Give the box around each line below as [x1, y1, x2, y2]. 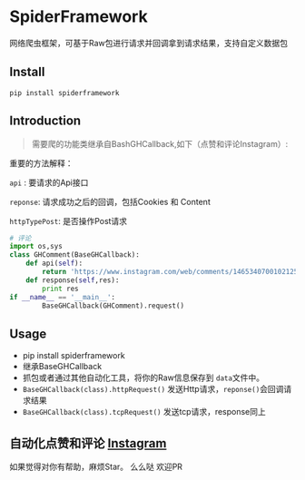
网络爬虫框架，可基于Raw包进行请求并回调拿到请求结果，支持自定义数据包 [9, 37, 289, 48]
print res [42, 284, 79, 293]
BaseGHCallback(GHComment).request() [42, 301, 184, 310]
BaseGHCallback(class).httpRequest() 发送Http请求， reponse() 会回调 [22, 384, 284, 395]
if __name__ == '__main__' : [9, 292, 116, 301]
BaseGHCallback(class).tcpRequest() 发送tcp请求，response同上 [22, 407, 266, 417]
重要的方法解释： [9, 157, 74, 169]
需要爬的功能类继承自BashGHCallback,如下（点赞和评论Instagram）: [31, 138, 289, 149]
